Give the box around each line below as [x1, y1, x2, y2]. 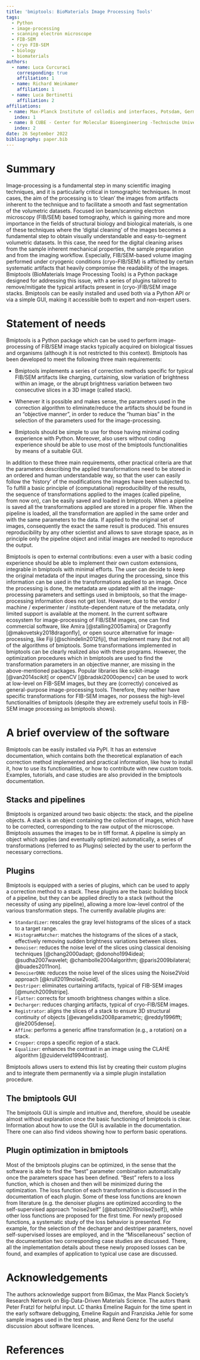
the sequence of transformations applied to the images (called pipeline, [6, 491, 182, 498]
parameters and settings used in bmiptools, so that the [35, 591, 169, 598]
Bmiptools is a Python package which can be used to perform [6, 337, 158, 344]
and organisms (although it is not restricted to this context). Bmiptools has [6, 349, 187, 356]
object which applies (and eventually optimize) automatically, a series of [6, 836, 183, 843]
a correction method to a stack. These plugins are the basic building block [6, 888, 189, 895]
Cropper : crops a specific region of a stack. [14, 1039, 120, 1046]
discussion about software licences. [6, 1322, 95, 1330]
